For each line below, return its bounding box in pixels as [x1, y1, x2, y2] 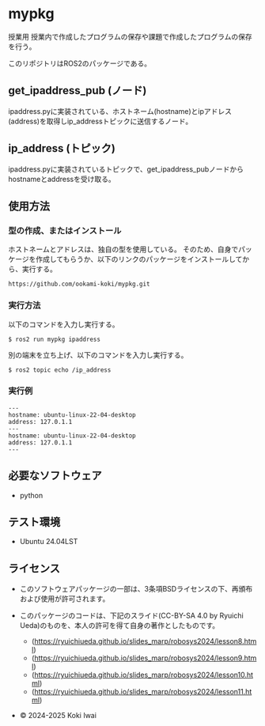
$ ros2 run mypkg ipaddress [8, 335, 101, 343]
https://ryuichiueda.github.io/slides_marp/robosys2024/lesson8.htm [34, 637, 257, 646]
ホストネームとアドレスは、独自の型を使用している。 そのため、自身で [8, 244, 239, 254]
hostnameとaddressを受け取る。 [8, 174, 116, 183]
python [19, 490, 44, 500]
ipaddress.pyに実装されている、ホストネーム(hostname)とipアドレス [8, 106, 232, 115]
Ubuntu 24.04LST [19, 537, 78, 546]
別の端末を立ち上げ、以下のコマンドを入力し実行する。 [8, 350, 188, 360]
